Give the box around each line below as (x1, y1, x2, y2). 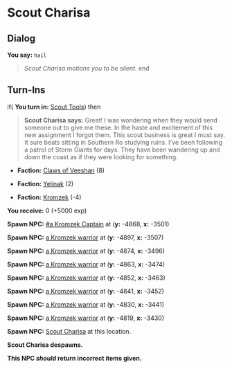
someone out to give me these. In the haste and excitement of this (24, 123, 213, 132)
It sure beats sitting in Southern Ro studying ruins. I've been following (24, 138, 223, 146)
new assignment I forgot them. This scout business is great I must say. (24, 130, 226, 139)
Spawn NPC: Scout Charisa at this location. (7, 327, 132, 335)
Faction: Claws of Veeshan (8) (17, 166, 105, 174)
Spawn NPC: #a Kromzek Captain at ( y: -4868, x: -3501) (7, 219, 170, 228)
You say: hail (7, 51, 47, 59)
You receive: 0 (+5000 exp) (7, 206, 87, 215)
